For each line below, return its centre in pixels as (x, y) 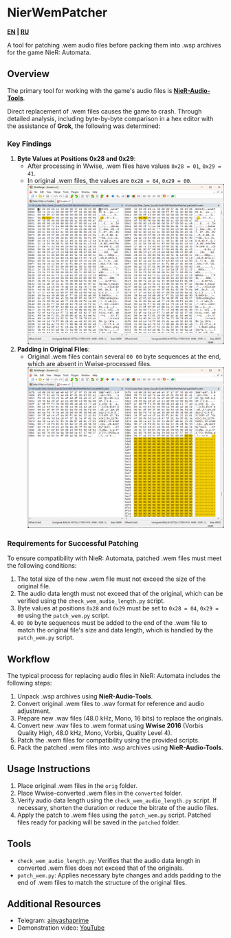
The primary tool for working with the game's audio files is (90, 90)
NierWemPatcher (57, 13)
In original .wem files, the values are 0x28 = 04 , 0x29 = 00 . (109, 181)
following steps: (30, 683)
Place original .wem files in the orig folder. (77, 785)
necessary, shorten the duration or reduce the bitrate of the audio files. (118, 807)
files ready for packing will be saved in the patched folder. (98, 822)
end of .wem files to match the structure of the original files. (102, 882)
